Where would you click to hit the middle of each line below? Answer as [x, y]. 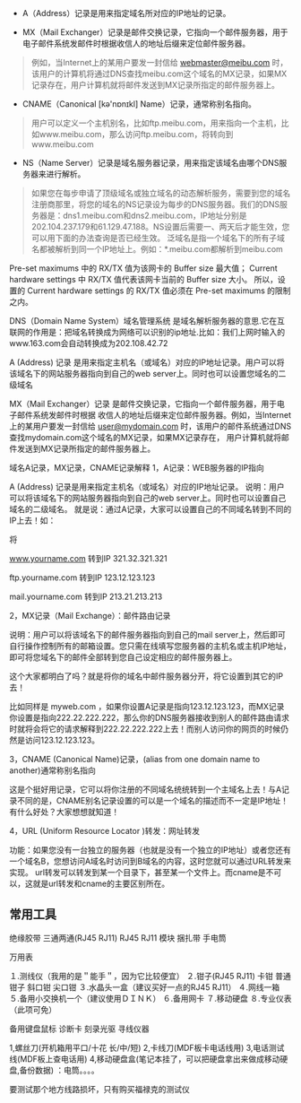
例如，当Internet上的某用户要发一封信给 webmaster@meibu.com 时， [159, 62]
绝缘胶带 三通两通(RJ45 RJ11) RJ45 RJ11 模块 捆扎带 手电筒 [118, 938]
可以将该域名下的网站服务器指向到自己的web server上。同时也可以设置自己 [148, 498]
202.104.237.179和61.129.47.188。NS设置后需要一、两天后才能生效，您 [160, 226]
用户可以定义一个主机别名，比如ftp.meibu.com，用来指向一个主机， [156, 123]
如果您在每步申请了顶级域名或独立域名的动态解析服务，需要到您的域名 [161, 193]
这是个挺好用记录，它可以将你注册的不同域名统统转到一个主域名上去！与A [146, 789]
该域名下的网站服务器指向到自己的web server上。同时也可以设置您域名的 [144, 373]
